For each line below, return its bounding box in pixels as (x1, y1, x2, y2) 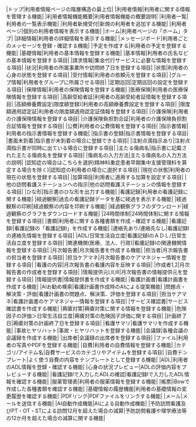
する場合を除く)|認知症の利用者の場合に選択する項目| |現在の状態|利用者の (11, 166, 191, 173)
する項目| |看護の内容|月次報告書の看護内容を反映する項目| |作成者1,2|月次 (11, 261, 190, 268)
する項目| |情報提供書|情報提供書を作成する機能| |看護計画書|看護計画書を (11, 276, 188, 283)
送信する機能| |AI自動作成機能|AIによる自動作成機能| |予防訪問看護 (21, 400, 181, 407)
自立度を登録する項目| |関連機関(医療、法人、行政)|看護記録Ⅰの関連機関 (11, 239, 182, 246)
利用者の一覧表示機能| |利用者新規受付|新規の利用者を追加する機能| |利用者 (6, 20, 187, 27)
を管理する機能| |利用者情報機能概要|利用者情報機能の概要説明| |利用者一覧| (6, 13, 188, 20)
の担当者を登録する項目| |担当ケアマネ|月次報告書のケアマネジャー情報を (6, 254, 182, 261)
